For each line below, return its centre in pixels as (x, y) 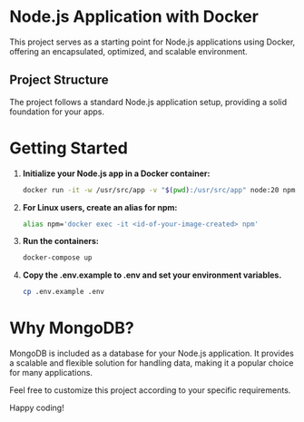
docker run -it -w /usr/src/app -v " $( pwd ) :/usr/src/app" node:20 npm (159, 190)
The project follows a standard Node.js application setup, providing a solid (148, 102)
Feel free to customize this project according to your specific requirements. (150, 390)
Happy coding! (37, 408)
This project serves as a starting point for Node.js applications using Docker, (152, 42)
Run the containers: (61, 241)
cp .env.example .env (63, 292)
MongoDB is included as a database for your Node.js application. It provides (152, 353)
